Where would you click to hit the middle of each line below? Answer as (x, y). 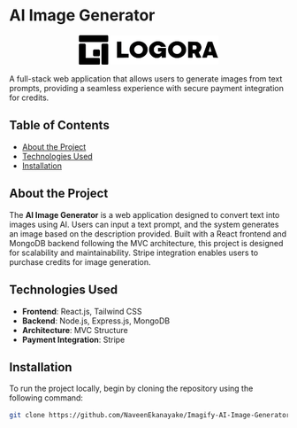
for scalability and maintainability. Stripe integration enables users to (134, 253)
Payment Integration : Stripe (73, 339)
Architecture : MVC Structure (75, 330)
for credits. (29, 97)
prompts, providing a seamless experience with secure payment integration (147, 89)
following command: (46, 398)
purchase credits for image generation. (80, 261)
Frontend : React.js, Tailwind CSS (82, 311)
